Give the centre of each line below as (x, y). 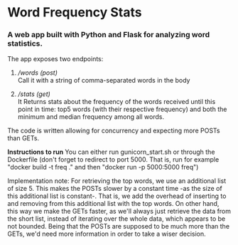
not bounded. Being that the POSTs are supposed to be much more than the (118, 226)
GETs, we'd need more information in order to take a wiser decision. (107, 234)
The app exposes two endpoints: (55, 59)
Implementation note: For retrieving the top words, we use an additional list (117, 181)
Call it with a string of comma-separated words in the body (104, 80)
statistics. (25, 43)
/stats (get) (34, 94)
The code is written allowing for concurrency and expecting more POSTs (114, 131)
